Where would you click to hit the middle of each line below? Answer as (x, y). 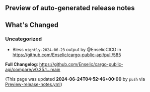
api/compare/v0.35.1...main (33, 70)
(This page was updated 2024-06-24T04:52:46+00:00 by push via (75, 79)
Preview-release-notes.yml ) (34, 84)
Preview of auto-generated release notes (70, 8)
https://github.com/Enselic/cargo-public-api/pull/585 (67, 55)
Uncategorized (24, 39)
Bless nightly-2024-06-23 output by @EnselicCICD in (67, 50)
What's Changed (32, 25)
